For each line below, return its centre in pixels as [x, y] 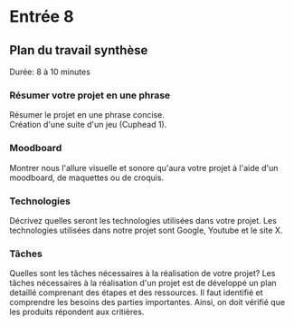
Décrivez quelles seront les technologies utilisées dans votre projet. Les [143, 220]
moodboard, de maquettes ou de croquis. [87, 177]
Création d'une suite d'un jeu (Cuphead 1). [88, 125]
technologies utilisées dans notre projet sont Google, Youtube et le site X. [146, 230]
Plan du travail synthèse [79, 50]
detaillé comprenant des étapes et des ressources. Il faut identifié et [137, 292]
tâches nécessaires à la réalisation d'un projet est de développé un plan [143, 283]
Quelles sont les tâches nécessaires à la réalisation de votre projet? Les [142, 273]
